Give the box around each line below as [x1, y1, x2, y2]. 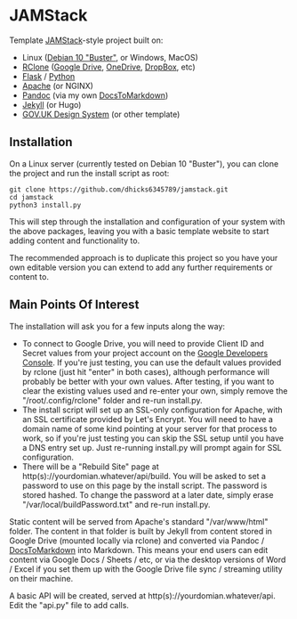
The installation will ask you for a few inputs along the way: [9, 321, 225, 331]
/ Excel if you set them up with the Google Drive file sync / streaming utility [9, 563, 283, 574]
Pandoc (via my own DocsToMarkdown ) [21, 90, 169, 101]
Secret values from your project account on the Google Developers [21, 347, 269, 358]
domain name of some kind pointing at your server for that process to [21, 423, 277, 434]
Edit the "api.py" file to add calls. [9, 599, 129, 610]
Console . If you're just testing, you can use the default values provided [21, 357, 282, 368]
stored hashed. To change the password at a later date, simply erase [21, 489, 274, 500]
